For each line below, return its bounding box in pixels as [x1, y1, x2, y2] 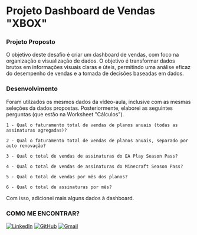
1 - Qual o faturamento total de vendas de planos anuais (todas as [6, 122, 178, 128]
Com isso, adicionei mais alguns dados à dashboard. [6, 194, 134, 201]
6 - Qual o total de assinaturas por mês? [6, 184, 112, 190]
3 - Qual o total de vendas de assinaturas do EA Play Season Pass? [6, 153, 178, 159]
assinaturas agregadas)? [6, 127, 67, 133]
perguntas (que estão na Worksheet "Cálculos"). [6, 110, 124, 117]
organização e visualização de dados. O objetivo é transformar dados [6, 57, 175, 64]
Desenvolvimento [6, 84, 58, 93]
